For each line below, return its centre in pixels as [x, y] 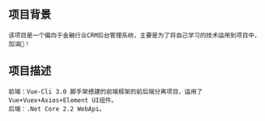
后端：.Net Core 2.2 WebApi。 [57, 109]
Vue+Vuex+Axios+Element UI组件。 [63, 100]
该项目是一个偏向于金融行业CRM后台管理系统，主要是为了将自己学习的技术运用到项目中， [135, 35]
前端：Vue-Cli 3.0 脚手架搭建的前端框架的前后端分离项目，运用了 [106, 92]
